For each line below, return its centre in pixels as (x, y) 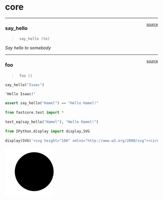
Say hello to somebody (28, 48)
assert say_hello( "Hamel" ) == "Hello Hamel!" (52, 103)
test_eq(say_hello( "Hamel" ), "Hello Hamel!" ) (52, 122)
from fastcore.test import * (34, 113)
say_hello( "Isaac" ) (25, 85)
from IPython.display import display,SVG (48, 132)
